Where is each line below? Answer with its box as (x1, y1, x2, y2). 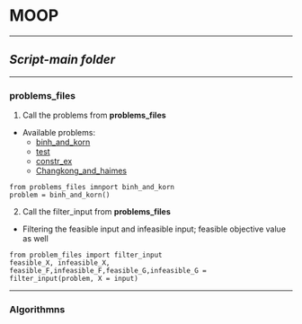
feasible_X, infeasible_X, (9, 258, 111, 267)
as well (22, 233, 49, 244)
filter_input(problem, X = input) (9, 275, 139, 284)
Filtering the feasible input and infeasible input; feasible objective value (22, 223, 286, 234)
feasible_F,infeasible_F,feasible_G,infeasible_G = (9, 267, 207, 276)
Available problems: (22, 127, 96, 138)
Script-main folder (9, 52, 115, 67)
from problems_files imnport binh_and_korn (9, 183, 175, 192)
